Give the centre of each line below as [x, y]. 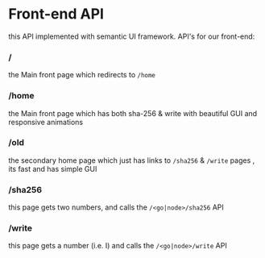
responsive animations [46, 122]
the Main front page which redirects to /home [82, 75]
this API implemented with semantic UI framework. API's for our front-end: [132, 36]
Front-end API [56, 14]
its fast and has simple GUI [53, 169]
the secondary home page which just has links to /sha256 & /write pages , [132, 160]
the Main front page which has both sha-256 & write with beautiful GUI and [133, 113]
